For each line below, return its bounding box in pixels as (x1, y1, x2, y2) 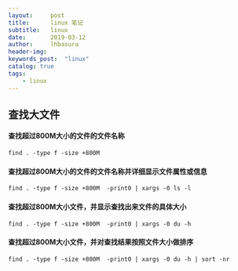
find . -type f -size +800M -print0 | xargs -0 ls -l (8, 185, 192, 193)
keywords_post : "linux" (8, 56, 90, 63)
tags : (8, 70, 26, 78)
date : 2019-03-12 (8, 33, 86, 42)
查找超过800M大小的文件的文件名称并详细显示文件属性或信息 (8, 166, 208, 176)
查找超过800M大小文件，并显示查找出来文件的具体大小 (8, 201, 187, 211)
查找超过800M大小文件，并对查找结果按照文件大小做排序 (8, 237, 194, 247)
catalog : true (8, 63, 55, 70)
